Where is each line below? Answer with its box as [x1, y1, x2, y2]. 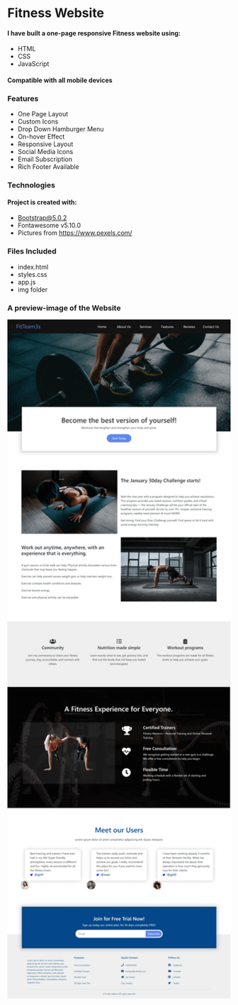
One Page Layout [17, 110, 69, 119]
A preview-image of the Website [7, 303, 121, 313]
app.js [17, 278, 36, 286]
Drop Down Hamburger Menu [17, 125, 104, 133]
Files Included [7, 246, 57, 256]
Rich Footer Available [17, 163, 79, 171]
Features [7, 94, 39, 104]
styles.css [17, 270, 47, 278]
